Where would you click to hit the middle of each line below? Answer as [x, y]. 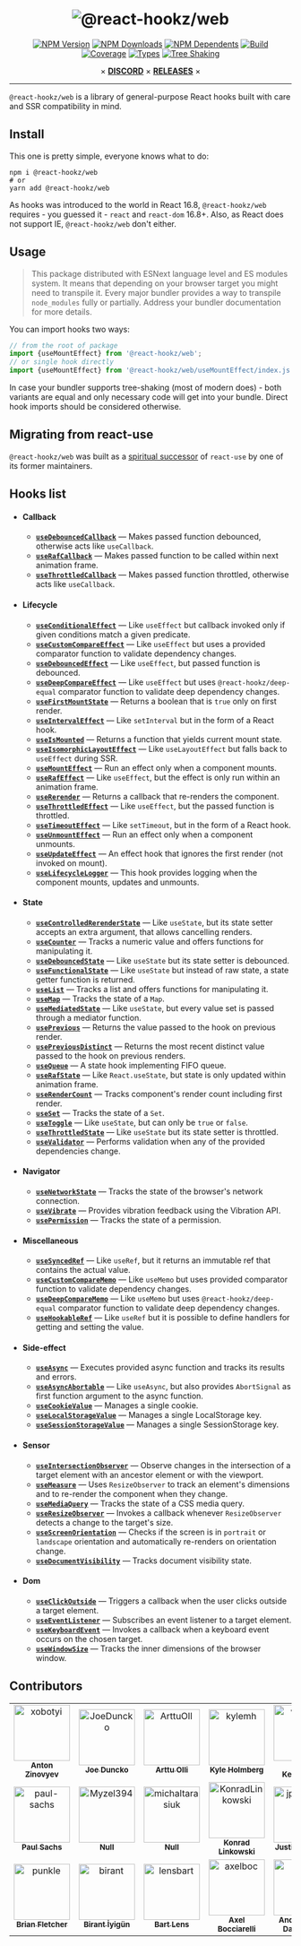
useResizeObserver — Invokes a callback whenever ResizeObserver [159, 1513]
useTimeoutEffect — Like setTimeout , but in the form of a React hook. [163, 825]
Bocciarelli [237, 1929]
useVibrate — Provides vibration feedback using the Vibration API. [158, 1211]
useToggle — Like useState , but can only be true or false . [142, 1122]
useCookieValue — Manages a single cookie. [117, 1405]
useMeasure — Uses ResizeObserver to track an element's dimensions [163, 1484]
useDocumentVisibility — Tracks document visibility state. [144, 1561]
